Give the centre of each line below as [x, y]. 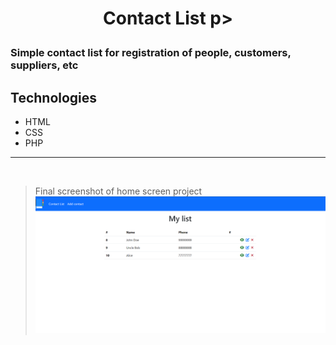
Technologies [54, 97]
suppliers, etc [44, 65]
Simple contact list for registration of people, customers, [151, 53]
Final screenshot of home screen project [118, 191]
